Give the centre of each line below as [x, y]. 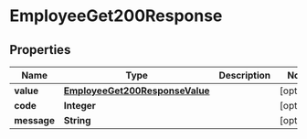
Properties [40, 50]
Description [245, 75]
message [34, 120]
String [77, 120]
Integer [79, 106]
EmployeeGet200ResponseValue [137, 91]
